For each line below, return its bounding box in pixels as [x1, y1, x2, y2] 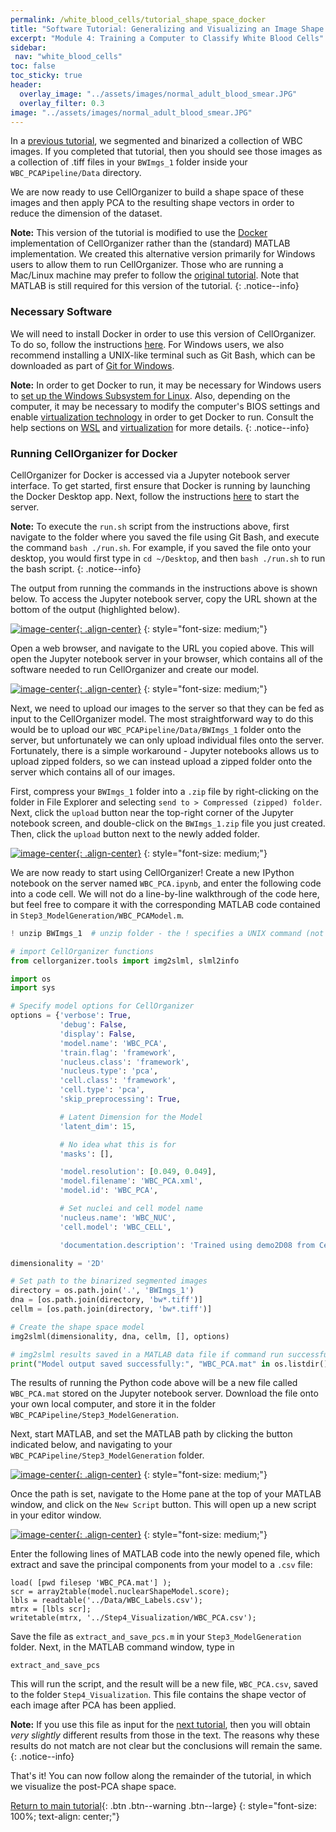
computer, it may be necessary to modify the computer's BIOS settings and [10, 400, 321, 412]
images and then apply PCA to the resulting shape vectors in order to [10, 197, 295, 209]
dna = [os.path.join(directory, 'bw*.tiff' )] [10, 1295, 203, 1305]
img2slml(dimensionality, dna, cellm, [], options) [10, 1331, 230, 1341]
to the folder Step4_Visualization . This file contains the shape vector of [10, 1689, 307, 1701]
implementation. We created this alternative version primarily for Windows [10, 248, 316, 260]
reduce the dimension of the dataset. [10, 207, 163, 220]
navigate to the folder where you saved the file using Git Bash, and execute [10, 531, 320, 543]
